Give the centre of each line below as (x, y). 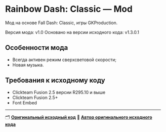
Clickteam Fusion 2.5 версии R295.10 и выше (59, 92)
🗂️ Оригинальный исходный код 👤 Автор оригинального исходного (79, 117)
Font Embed (24, 102)
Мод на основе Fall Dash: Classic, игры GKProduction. (61, 23)
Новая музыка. (28, 65)
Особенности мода (37, 48)
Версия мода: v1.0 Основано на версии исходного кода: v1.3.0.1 (72, 32)
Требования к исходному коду (55, 81)
